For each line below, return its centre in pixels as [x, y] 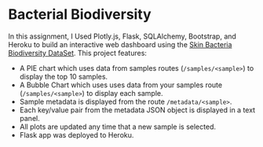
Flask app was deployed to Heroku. [77, 134]
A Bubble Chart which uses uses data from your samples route [121, 85]
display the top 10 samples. [64, 76]
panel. [30, 118]
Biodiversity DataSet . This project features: [78, 53]
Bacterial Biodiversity [80, 15]
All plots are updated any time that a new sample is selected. [117, 127]
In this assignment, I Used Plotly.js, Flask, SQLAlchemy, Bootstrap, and [122, 36]
